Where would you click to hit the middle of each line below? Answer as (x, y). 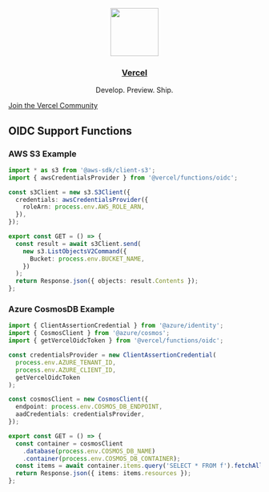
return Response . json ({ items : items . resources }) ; (104, 474)
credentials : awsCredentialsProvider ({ (82, 200)
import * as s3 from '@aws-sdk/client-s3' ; (82, 170)
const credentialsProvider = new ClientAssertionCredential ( (112, 355)
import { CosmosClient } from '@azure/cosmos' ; (89, 333)
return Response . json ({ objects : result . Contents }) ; (107, 281)
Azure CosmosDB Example (61, 309)
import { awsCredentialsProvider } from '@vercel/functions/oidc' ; (123, 177)
